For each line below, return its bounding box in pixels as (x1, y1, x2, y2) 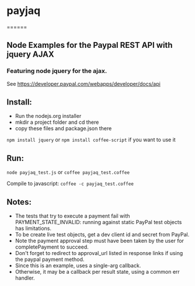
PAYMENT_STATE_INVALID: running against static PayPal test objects (15, 219, 182, 226)
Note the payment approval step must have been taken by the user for (15, 238, 184, 245)
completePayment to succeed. (15, 243, 89, 250)
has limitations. (15, 225, 52, 232)
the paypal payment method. (15, 256, 85, 263)
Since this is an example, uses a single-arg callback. (15, 262, 141, 269)
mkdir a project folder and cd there (15, 118, 99, 126)
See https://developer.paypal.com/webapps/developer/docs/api (6, 80, 161, 87)
